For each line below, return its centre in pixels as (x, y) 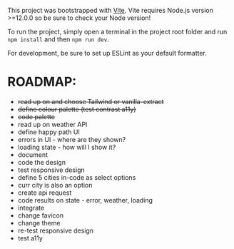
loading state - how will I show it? (67, 147)
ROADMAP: (42, 82)
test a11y (30, 238)
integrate (31, 208)
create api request (45, 193)
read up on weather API (52, 124)
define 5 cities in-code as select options (77, 177)
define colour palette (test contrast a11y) (77, 109)
